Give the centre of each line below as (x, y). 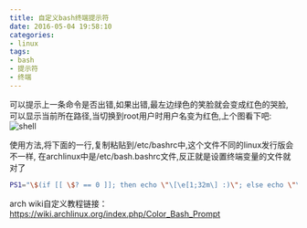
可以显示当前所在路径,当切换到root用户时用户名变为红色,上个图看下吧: (141, 116)
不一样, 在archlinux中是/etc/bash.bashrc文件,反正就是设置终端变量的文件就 (150, 156)
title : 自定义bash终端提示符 (59, 18)
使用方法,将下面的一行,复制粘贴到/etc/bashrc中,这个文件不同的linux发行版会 (152, 145)
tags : (20, 52)
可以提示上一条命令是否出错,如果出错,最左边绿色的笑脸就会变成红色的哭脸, (149, 104)
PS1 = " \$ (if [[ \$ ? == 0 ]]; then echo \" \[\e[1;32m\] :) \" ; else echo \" (153, 185)
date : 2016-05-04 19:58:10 (61, 26)
